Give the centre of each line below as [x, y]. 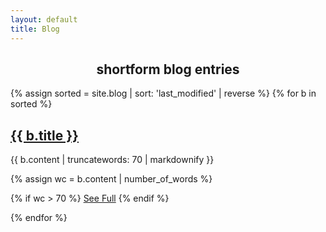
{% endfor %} [39, 218]
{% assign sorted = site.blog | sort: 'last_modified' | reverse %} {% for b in [163, 93]
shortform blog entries [168, 69]
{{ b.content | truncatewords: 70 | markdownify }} [112, 160]
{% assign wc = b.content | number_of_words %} [111, 179]
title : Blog [35, 29]
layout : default [44, 19]
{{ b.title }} [44, 135]
